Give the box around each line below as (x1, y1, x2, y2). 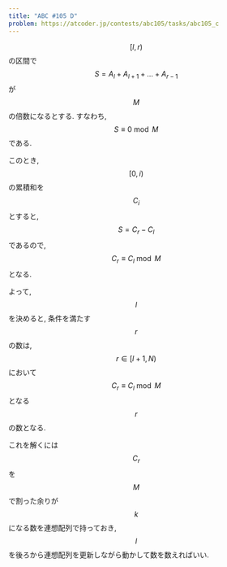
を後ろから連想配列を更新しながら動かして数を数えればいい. (8, 550, 209, 560)
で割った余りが (8, 496, 58, 506)
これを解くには (8, 440, 58, 450)
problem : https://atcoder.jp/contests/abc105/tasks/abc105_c (8, 20, 220, 28)
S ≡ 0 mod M (113, 124, 159, 134)
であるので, (8, 240, 46, 250)
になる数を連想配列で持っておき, (8, 523, 117, 533)
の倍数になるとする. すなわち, (8, 111, 107, 121)
